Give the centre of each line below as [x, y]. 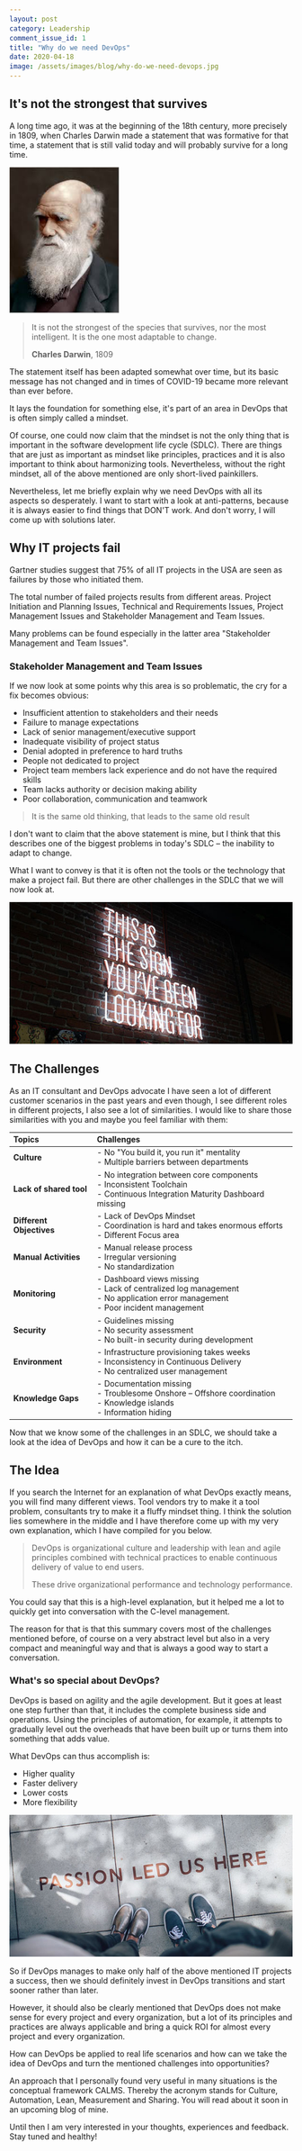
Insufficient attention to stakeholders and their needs [120, 712]
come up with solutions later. [62, 520]
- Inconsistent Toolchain [142, 1184]
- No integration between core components [178, 1174]
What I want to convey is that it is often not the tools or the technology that [147, 870]
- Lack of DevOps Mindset [146, 1216]
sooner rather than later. [54, 1990]
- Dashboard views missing [148, 1279]
